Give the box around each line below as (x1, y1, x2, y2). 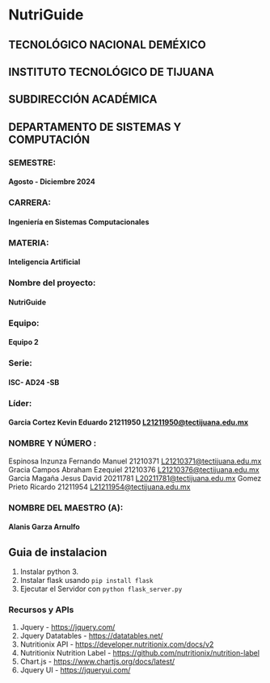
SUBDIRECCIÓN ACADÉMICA (8, 93, 158, 107)
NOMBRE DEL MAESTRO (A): (8, 502, 124, 513)
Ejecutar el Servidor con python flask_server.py (19, 584, 183, 593)
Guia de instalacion (8, 545, 108, 559)
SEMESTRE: (8, 157, 57, 168)
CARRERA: (8, 197, 51, 208)
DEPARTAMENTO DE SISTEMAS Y (8, 119, 182, 134)
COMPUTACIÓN (8, 132, 91, 146)
